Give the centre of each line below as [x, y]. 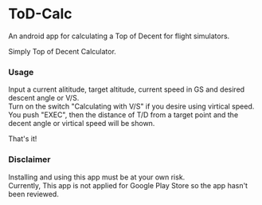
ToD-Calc [41, 14]
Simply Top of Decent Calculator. [63, 51]
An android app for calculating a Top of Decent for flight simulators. [119, 36]
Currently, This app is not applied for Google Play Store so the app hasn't [128, 185]
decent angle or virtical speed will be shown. [82, 124]
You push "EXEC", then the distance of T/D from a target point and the [123, 115]
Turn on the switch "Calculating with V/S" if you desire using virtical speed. [131, 106]
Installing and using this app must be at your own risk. [97, 177]
